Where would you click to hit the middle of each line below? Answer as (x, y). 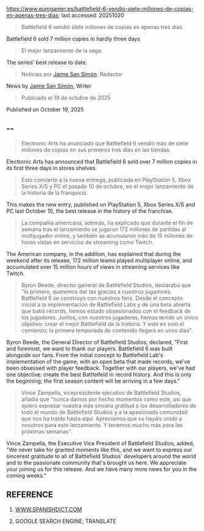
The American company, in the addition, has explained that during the (94, 254)
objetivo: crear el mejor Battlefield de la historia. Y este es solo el (103, 324)
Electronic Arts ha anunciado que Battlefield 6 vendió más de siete (105, 143)
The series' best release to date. (47, 62)
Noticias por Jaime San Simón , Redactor (72, 74)
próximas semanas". (47, 431)
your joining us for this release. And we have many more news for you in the (102, 469)
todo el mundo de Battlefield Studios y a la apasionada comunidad (104, 412)
